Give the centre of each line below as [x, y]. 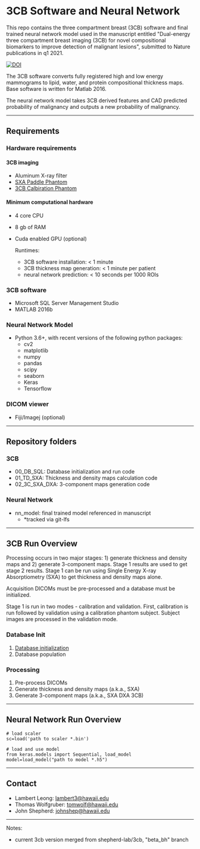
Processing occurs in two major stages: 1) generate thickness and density [97, 558]
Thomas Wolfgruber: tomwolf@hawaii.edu [66, 804]
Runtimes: [27, 250]
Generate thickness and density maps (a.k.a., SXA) [77, 689]
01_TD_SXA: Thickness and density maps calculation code [86, 478]
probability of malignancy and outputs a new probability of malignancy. [93, 106]
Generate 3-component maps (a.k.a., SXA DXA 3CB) [79, 695]
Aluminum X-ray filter [41, 176]
